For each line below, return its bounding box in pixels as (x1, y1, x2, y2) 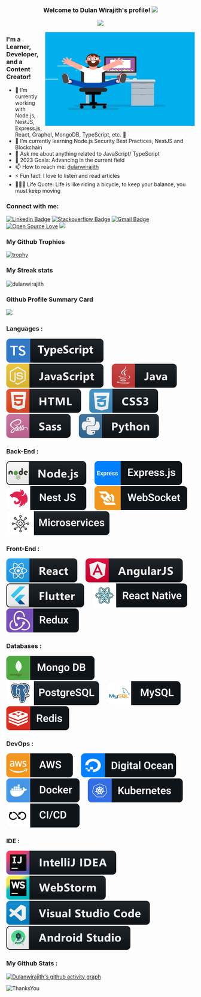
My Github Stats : (6, 959, 58, 968)
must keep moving (14, 187, 61, 194)
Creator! (6, 72, 31, 81)
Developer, (6, 50, 39, 59)
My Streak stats (6, 266, 53, 275)
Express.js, (14, 125, 42, 132)
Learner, (6, 43, 31, 51)
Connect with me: (6, 202, 59, 210)
